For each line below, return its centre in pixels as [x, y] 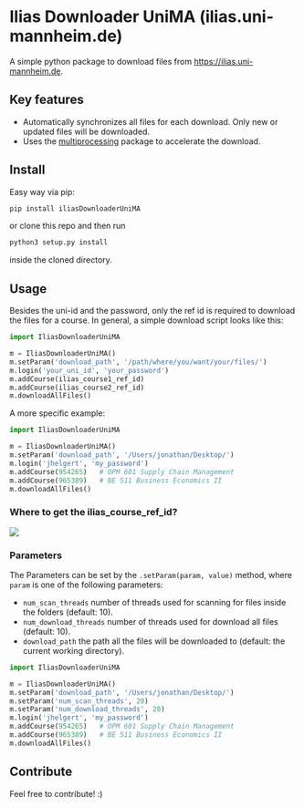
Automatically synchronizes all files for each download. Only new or [150, 121]
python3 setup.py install [58, 243]
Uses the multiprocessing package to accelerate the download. [142, 141]
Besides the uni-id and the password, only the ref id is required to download [152, 311]
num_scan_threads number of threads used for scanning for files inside [154, 602]
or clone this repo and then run [68, 226]
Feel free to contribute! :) [56, 793]
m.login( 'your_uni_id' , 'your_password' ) [89, 370]
